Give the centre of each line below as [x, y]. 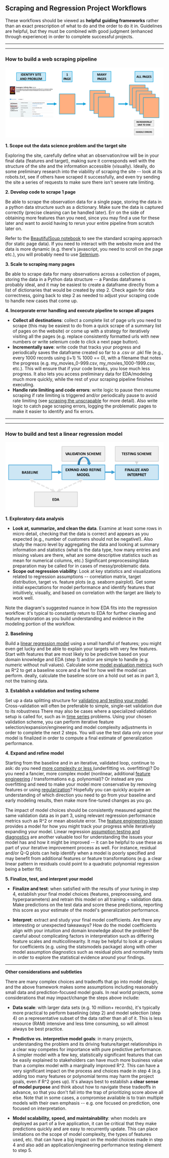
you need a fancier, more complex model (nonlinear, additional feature [78, 774]
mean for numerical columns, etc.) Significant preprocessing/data [81, 561]
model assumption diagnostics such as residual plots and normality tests [88, 952]
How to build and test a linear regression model [64, 434]
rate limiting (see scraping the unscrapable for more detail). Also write [85, 401]
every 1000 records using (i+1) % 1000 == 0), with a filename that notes [87, 358]
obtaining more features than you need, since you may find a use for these [82, 218]
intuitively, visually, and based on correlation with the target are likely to [87, 593]
